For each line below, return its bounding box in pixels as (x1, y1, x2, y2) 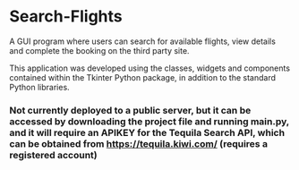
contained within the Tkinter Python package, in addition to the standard (9, 72, 276, 82)
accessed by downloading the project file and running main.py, (9, 115, 289, 127)
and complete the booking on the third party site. (9, 45, 190, 55)
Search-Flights (9, 6, 123, 27)
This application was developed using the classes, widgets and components (9, 63, 291, 73)
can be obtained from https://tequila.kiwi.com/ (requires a (9, 137, 269, 149)
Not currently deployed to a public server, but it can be (9, 104, 252, 116)
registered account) (9, 149, 98, 161)
